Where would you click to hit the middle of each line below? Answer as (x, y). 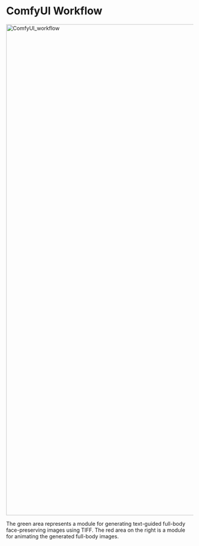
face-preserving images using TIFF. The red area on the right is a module (96, 530)
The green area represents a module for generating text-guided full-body (96, 523)
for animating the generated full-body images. (62, 536)
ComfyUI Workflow (54, 11)
